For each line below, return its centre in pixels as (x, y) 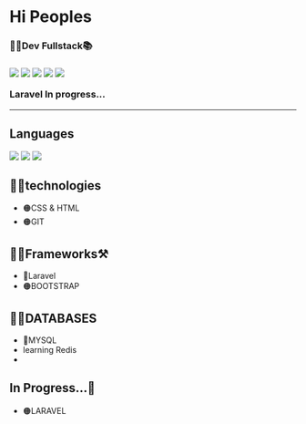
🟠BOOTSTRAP (51, 286)
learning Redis (50, 350)
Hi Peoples (51, 17)
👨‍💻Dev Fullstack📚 (51, 46)
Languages (42, 134)
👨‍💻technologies (56, 186)
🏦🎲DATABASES (53, 318)
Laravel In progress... (58, 95)
